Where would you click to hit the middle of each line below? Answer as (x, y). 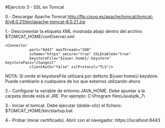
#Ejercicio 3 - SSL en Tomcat (35, 7)
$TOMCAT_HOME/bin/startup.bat (39, 111)
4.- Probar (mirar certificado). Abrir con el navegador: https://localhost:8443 (83, 120)
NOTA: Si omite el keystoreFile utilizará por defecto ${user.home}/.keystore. (82, 76)
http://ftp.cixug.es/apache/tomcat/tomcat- (110, 16)
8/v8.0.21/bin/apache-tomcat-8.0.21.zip (45, 22)
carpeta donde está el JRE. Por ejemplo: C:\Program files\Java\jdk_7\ (75, 96)
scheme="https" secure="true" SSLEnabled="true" (80, 54)
